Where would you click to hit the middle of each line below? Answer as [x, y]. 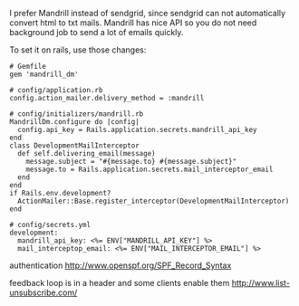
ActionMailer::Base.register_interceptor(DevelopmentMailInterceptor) [154, 201]
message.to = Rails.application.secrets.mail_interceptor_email [149, 169]
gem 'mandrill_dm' [44, 74]
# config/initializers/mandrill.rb [77, 114]
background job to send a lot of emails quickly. [96, 32]
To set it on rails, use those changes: [78, 50]
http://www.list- [260, 283]
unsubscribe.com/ [43, 292]
